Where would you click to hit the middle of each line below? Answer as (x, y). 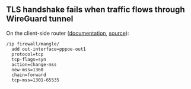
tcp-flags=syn (29, 59)
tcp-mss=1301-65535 (36, 80)
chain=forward (29, 75)
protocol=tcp (28, 54)
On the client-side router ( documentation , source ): (68, 33)
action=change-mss (34, 64)
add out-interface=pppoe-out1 (49, 49)
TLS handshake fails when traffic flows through (95, 10)
